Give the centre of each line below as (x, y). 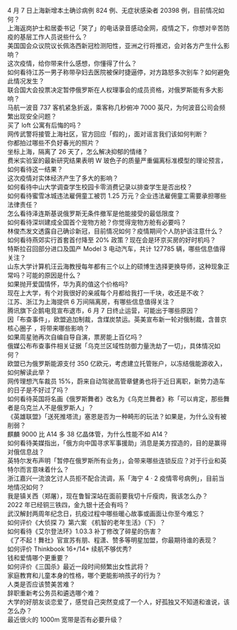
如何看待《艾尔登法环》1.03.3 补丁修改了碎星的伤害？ (85, 531)
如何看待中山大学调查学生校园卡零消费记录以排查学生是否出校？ (100, 187)
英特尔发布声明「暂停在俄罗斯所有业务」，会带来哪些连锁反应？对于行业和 (114, 460)
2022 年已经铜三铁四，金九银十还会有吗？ (68, 505)
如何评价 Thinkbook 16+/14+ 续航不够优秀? (69, 549)
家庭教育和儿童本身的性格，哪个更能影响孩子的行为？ (85, 575)
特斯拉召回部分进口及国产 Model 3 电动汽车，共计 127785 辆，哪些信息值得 (116, 249)
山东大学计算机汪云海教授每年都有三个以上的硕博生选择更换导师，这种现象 (115, 266)
